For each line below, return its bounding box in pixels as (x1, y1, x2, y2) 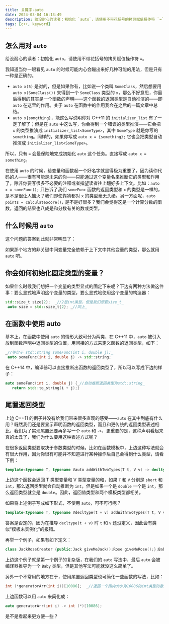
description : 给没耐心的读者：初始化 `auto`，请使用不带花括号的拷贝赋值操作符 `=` (5, 17, 164, 22)
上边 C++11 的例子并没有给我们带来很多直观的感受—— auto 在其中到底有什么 (5, 415, 163, 421)
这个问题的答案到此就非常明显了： (5, 236, 76, 242)
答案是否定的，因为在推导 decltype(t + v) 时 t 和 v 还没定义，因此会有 (5, 520, 152, 526)
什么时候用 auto (5, 221, 54, 230)
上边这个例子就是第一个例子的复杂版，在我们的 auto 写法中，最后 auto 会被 (5, 557, 161, 563)
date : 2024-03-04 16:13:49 (5, 12, 62, 17)
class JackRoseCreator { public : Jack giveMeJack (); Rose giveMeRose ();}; (5, 547, 158, 552)
